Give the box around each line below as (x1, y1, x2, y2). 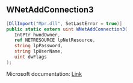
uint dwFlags (14, 54, 47, 60)
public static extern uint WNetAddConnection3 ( (6, 26, 128, 32)
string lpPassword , (14, 43, 63, 49)
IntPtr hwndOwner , (14, 32, 61, 38)
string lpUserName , (14, 48, 63, 54)
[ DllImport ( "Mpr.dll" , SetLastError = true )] (6, 20, 122, 26)
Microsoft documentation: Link (6, 70, 82, 77)
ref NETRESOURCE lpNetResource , (14, 37, 96, 44)
